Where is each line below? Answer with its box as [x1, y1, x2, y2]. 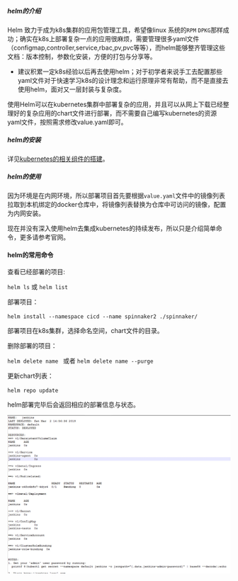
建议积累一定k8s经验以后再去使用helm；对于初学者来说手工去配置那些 [17, 67, 223, 76]
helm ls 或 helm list [7, 283, 69, 291]
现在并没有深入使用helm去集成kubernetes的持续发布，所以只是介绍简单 [7, 224, 216, 232]
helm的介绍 [7, 6, 41, 15]
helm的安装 [7, 135, 41, 144]
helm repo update [7, 387, 59, 395]
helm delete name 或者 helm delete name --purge [7, 356, 154, 365]
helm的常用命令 [7, 250, 54, 259]
